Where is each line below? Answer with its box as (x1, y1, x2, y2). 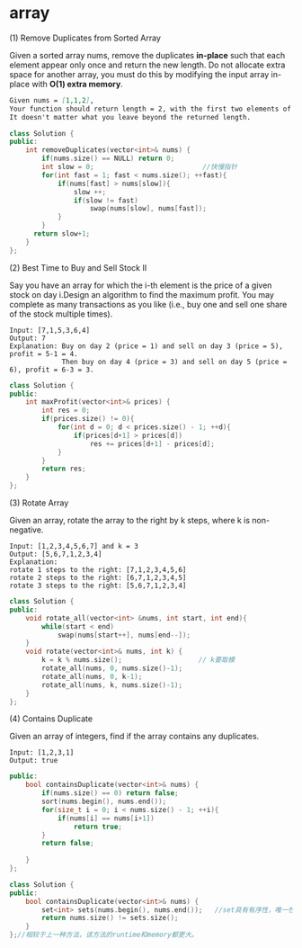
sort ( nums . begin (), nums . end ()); (41, 797, 167, 807)
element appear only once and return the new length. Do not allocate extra (9, 59, 286, 70)
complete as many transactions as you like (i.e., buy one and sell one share (9, 299, 288, 309)
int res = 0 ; (41, 406, 91, 416)
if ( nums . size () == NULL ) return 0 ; (41, 154, 175, 164)
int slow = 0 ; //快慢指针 (41, 163, 238, 172)
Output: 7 (9, 334, 47, 343)
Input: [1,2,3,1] (9, 748, 75, 757)
